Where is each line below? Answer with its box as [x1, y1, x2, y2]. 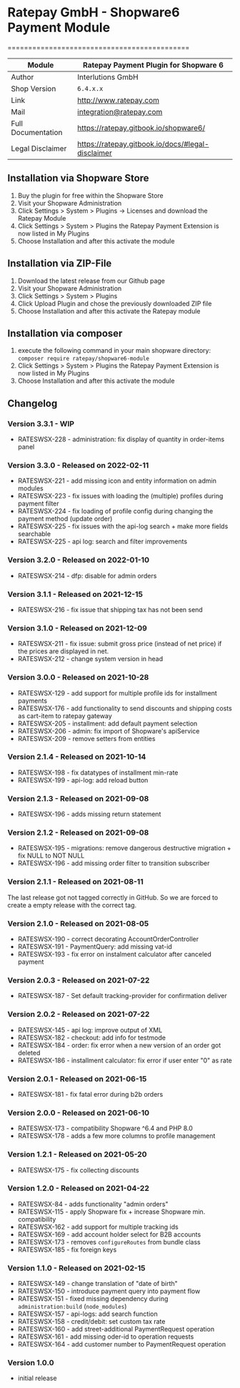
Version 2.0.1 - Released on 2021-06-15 [7, 1074, 147, 1084]
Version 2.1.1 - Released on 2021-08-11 [7, 877, 144, 887]
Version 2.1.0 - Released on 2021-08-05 [7, 918, 149, 928]
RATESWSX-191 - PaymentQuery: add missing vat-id [17, 942, 173, 951]
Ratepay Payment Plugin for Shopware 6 [83, 60, 224, 70]
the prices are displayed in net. [17, 647, 109, 655]
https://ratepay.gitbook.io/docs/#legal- [77, 139, 209, 149]
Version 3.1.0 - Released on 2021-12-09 [7, 623, 148, 633]
